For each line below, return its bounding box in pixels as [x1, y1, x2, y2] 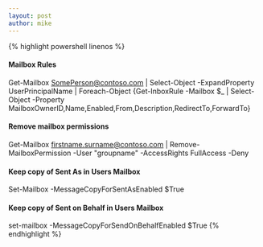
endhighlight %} [8, 229, 62, 239]
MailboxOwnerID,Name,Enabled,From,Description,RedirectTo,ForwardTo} [8, 103, 251, 113]
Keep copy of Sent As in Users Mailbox [8, 167, 141, 176]
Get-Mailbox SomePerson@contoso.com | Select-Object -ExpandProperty [8, 77, 255, 87]
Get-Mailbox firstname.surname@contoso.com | [8, 139, 169, 149]
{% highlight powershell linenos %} [8, 41, 125, 51]
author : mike [8, 19, 52, 27]
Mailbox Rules [8, 60, 57, 69]
